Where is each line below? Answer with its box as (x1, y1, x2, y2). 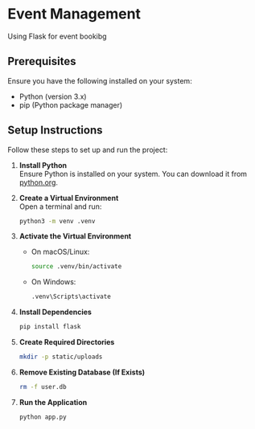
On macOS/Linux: (31, 247, 90, 257)
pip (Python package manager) (19, 100, 123, 109)
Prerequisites (7, 55, 76, 68)
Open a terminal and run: (19, 202, 102, 211)
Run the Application (19, 397, 88, 407)
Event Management (7, 5, 142, 23)
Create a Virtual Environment (19, 193, 119, 202)
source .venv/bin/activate (31, 263, 122, 271)
